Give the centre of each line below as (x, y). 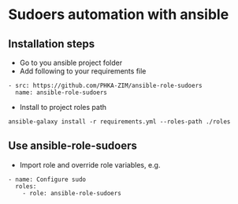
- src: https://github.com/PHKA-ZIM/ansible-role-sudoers (105, 85)
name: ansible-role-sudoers (61, 93)
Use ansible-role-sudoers (73, 146)
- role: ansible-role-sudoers (72, 193)
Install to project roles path (63, 107)
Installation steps (52, 44)
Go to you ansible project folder (71, 62)
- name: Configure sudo (47, 179)
